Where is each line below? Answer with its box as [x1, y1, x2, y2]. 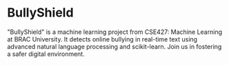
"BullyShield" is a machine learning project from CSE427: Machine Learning [7, 28, 223, 36]
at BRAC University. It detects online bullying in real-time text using [7, 35, 198, 43]
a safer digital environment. [7, 50, 85, 58]
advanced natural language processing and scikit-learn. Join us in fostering [7, 42, 222, 50]
